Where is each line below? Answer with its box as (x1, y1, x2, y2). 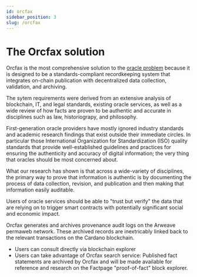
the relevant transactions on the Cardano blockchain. (6, 234, 135, 242)
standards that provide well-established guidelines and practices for (6, 144, 172, 151)
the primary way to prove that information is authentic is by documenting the (6, 174, 192, 181)
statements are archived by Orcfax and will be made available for (14, 258, 172, 265)
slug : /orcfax (6, 19, 41, 25)
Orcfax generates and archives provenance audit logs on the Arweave (6, 222, 176, 229)
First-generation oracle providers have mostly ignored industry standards (6, 125, 184, 132)
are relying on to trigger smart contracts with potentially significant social (6, 204, 183, 211)
